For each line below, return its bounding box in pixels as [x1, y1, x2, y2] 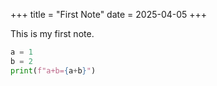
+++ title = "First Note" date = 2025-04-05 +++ [10, 9, 208, 20]
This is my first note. [10, 28, 95, 39]
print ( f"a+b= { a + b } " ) [10, 65, 97, 76]
